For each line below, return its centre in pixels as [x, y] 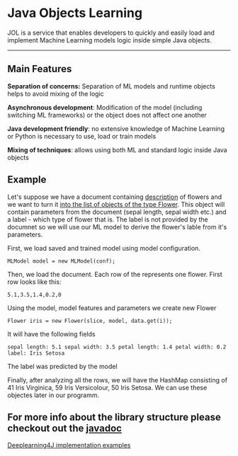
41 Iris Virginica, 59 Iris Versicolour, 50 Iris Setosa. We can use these [107, 387]
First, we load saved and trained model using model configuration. [104, 248]
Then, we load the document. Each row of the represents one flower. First [115, 274]
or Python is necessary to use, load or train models [82, 136]
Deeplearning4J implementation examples [69, 445]
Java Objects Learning [75, 13]
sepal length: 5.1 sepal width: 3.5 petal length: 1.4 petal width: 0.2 [117, 347]
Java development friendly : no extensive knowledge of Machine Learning [116, 128]
